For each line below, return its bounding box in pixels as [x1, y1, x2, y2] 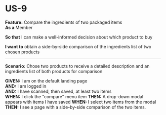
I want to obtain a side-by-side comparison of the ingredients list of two [5, 43, 152, 49]
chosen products [5, 49, 40, 55]
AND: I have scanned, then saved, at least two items [5, 88, 112, 94]
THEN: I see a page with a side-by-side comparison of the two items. [5, 104, 146, 110]
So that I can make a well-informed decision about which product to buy [5, 34, 153, 40]
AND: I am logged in [5, 83, 46, 89]
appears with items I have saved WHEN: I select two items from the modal [5, 99, 156, 105]
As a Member [5, 24, 33, 30]
